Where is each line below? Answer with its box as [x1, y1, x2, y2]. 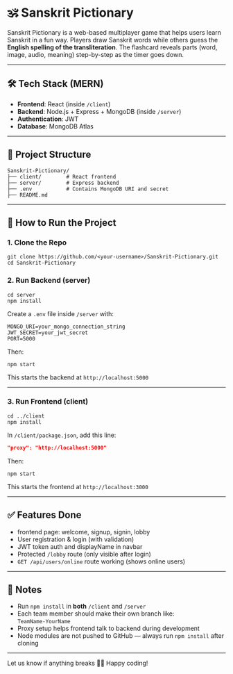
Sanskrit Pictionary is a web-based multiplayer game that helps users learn [7, 28, 222, 36]
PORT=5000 [7, 335, 36, 342]
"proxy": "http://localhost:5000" [7, 444, 107, 451]
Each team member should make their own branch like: [17, 609, 175, 618]
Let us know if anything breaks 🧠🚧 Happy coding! [7, 659, 148, 668]
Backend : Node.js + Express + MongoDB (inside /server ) [17, 107, 182, 115]
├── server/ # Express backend [7, 179, 119, 186]
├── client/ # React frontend [7, 173, 116, 180]
